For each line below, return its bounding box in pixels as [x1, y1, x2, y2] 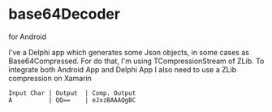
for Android [8, 32, 47, 41]
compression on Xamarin [8, 73, 92, 83]
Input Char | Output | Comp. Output [8, 88, 136, 97]
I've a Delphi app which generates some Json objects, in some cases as [8, 47, 250, 57]
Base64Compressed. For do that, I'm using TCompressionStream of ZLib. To [8, 56, 265, 66]
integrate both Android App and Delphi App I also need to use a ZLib [8, 64, 237, 74]
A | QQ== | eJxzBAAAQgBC [8, 96, 136, 104]
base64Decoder [8, 5, 120, 24]
